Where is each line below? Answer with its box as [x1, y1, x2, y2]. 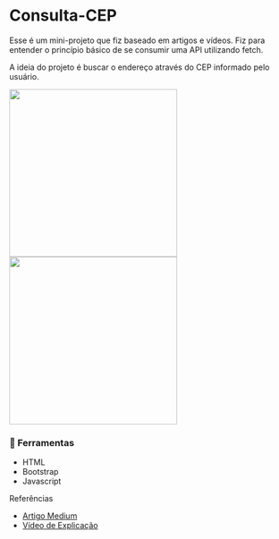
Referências [9, 493, 54, 504]
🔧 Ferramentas [9, 436, 74, 449]
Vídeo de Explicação [21, 520, 98, 531]
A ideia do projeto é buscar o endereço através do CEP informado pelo [9, 62, 270, 72]
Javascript [21, 476, 62, 487]
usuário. [9, 71, 40, 81]
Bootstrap [21, 467, 59, 477]
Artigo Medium [21, 510, 78, 521]
